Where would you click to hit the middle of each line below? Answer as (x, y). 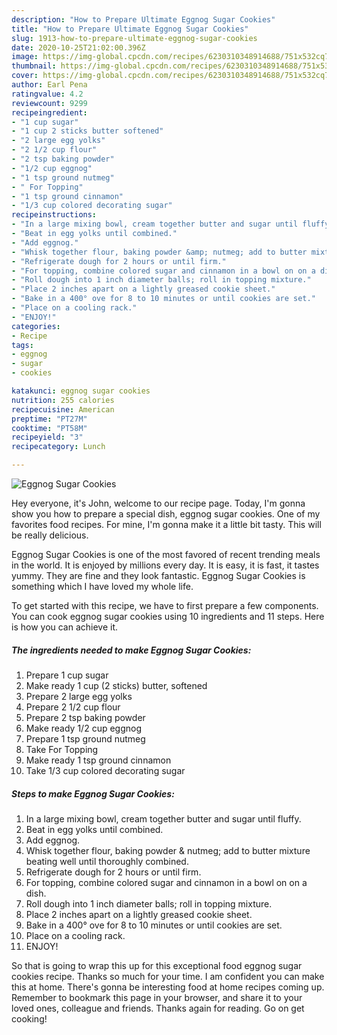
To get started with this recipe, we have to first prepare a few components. (165, 605)
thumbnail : (34, 66)
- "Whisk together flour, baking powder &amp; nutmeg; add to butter (159, 252)
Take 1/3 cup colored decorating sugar (105, 770)
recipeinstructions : (54, 215)
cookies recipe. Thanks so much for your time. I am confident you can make (168, 976)
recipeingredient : (49, 112)
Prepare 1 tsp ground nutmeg (85, 738)
